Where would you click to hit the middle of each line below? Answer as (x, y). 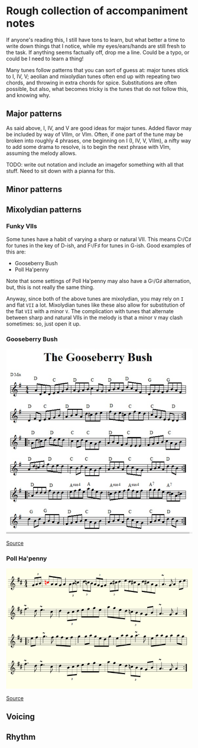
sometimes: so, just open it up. (43, 324)
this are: (16, 252)
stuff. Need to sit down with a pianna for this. (61, 171)
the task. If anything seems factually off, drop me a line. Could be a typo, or (98, 52)
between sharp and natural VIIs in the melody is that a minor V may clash (95, 317)
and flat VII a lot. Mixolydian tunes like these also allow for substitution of (95, 305)
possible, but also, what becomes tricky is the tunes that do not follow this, (97, 89)
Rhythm (21, 737)
